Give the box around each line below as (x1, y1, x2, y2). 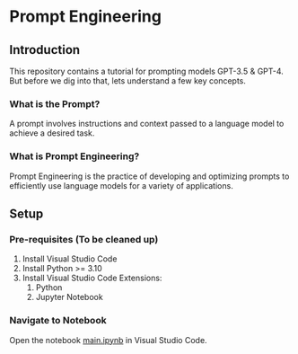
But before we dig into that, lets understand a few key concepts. (9, 75, 247, 86)
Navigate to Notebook (9, 314, 107, 327)
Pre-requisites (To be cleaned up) (9, 233, 159, 245)
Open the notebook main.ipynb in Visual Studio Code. (9, 334, 208, 345)
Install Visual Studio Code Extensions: (22, 272, 162, 284)
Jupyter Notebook (35, 292, 103, 303)
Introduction (9, 42, 81, 58)
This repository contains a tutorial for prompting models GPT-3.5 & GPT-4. (9, 66, 285, 76)
